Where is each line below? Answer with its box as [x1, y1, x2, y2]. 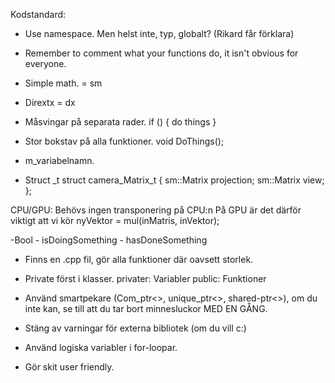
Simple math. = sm [24, 77, 103, 89]
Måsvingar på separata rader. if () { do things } [24, 116, 217, 128]
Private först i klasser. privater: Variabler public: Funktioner [24, 273, 267, 284]
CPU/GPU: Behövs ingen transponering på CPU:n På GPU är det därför [10, 204, 302, 216]
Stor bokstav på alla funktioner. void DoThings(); [24, 135, 225, 147]
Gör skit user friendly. [24, 361, 115, 373]
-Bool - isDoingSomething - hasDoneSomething [10, 234, 208, 246]
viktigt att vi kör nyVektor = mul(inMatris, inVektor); [10, 215, 220, 226]
